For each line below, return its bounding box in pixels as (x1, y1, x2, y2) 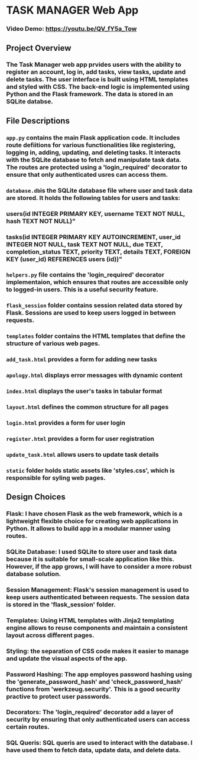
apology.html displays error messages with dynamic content (6, 371, 183, 379)
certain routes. (6, 723, 50, 731)
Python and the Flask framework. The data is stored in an (6, 90, 173, 98)
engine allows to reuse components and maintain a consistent (6, 623, 188, 632)
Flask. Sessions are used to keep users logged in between (6, 308, 176, 317)
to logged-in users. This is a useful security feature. (6, 285, 158, 294)
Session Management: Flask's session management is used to (6, 586, 189, 594)
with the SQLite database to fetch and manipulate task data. (6, 155, 181, 164)
